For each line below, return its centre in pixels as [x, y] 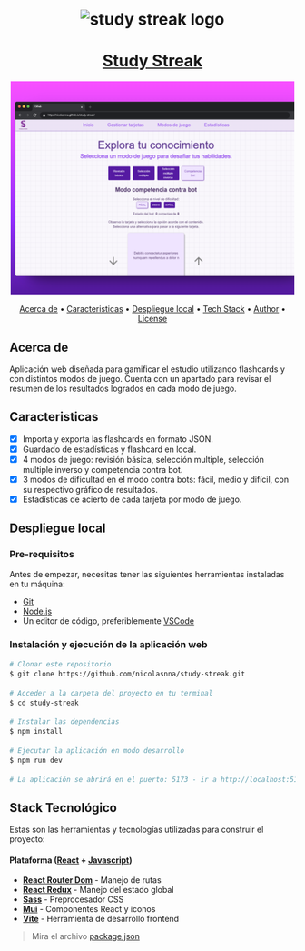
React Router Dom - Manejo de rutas [92, 880]
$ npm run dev [36, 760]
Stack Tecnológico [64, 808]
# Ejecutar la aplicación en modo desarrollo [97, 750]
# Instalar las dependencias [64, 722]
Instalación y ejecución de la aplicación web [108, 644]
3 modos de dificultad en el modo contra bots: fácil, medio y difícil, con [155, 479]
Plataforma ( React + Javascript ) [71, 860]
